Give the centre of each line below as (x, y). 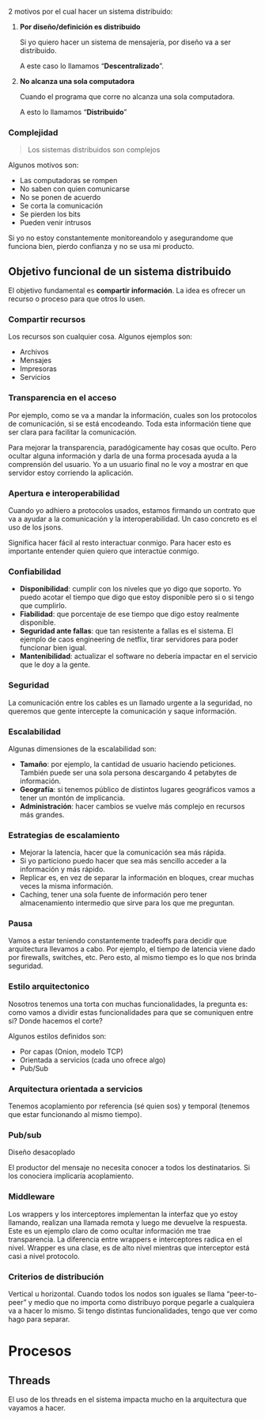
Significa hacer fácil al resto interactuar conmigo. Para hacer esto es (120, 543)
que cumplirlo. (43, 606)
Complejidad (33, 132)
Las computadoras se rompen (68, 181)
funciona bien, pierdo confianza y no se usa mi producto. (101, 247)
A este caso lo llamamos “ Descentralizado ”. (92, 66)
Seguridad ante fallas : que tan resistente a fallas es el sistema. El (126, 631)
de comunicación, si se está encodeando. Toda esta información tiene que (130, 423)
